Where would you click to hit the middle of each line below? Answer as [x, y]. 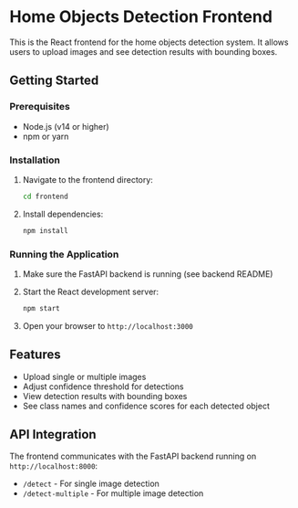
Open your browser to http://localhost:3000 [108, 325]
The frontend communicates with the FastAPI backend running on [133, 456]
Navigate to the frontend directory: [87, 179]
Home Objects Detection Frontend [141, 17]
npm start [41, 308]
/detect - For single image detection [91, 484]
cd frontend [45, 196]
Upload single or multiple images [84, 376]
